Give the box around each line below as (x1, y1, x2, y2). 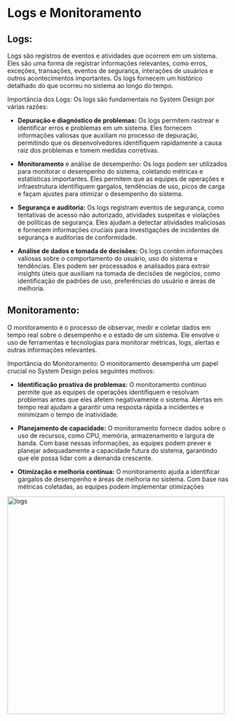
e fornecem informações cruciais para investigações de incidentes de (17, 226, 220, 234)
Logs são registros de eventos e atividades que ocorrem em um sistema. (7, 51, 217, 60)
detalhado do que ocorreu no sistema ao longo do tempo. (7, 82, 174, 89)
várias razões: (7, 103, 48, 110)
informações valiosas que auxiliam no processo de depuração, (17, 132, 199, 139)
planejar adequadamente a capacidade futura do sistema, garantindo (17, 446, 217, 454)
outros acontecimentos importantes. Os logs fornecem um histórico (7, 74, 203, 82)
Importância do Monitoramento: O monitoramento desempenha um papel (7, 359, 219, 367)
